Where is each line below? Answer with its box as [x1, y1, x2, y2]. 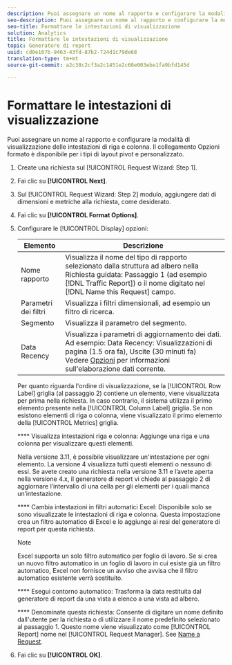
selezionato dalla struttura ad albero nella [65, 261, 199, 271]
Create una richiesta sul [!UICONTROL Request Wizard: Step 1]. [17, 163, 198, 172]
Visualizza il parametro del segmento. [65, 318, 187, 327]
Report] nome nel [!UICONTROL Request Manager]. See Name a [17, 630, 200, 638]
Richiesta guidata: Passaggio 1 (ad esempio [65, 269, 207, 279]
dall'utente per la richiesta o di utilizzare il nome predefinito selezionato [17, 615, 220, 623]
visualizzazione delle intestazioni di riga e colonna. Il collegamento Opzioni [7, 143, 220, 151]
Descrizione [123, 240, 164, 250]
